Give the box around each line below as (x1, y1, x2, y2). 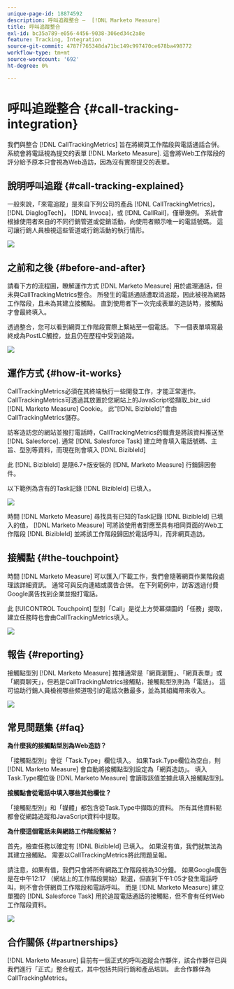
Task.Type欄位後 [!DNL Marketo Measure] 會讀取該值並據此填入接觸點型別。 (7, 774, 228, 783)
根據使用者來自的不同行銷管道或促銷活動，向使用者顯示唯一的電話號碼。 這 (7, 218, 224, 226)
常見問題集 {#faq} (7, 722, 85, 734)
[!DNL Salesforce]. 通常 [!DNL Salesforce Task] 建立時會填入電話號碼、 (7, 437, 212, 445)
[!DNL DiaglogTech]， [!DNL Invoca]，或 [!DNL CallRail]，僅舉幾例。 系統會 (7, 209, 224, 217)
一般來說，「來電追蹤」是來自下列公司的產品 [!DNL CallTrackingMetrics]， (7, 200, 219, 209)
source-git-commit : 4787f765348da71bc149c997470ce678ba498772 (7, 43, 192, 50)
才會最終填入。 (7, 308, 50, 316)
